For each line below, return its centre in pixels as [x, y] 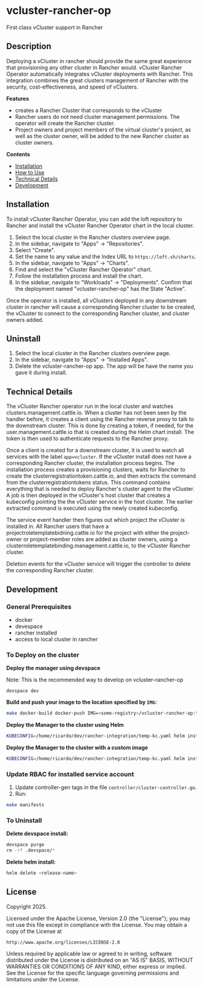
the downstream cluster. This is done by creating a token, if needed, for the [100, 426]
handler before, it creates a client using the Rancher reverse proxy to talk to [100, 419]
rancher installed [36, 633]
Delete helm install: [31, 862]
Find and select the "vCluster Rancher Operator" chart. [83, 269]
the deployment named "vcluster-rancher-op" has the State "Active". [100, 289]
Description [29, 46]
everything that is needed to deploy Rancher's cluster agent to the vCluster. [100, 489]
